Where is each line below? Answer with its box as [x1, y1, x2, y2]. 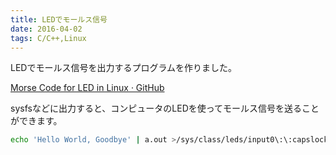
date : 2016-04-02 [10, 24, 83, 34]
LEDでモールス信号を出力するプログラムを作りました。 [10, 62, 238, 74]
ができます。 [10, 115, 63, 127]
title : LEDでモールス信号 [10, 14, 108, 25]
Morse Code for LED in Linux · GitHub [10, 82, 165, 94]
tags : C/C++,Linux [10, 33, 87, 43]
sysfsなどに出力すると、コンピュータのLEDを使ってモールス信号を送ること [10, 102, 320, 115]
